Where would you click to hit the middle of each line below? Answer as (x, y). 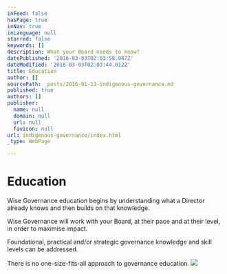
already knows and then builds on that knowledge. (78, 208)
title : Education (32, 71)
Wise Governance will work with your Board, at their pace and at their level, (114, 222)
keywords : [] (26, 45)
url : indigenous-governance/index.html (64, 135)
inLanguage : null (32, 33)
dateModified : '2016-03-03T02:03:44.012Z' (69, 65)
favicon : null (33, 129)
